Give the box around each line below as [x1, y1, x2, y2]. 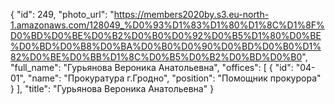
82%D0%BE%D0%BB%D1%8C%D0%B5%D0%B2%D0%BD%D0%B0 [10, 51, 303, 63]
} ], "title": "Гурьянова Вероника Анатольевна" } [10, 83, 215, 94]
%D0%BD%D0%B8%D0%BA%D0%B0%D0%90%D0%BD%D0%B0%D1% [10, 40, 322, 52]
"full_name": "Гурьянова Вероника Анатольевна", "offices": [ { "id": [10, 62, 294, 73]
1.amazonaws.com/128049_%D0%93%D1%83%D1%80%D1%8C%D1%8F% [10, 19, 325, 31]
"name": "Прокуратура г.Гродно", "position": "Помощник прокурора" [27, 72, 322, 84]
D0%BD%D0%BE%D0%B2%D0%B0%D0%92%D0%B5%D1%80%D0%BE [10, 30, 322, 41]
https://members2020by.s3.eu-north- [113, 9, 270, 20]
